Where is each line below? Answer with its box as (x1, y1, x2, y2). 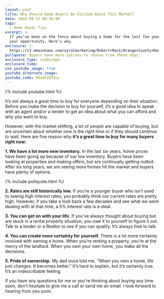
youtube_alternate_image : (5, 71, 58, 76)
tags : (5, 21, 16, 26)
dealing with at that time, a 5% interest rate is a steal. (5, 203, 112, 209)
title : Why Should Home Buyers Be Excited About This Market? (5, 12, 134, 17)
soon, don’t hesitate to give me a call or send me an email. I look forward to (5, 283, 156, 289)
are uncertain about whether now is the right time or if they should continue (5, 128, 157, 134)
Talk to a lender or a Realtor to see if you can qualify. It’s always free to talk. (5, 223, 157, 229)
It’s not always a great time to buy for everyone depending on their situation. (5, 98, 159, 104)
